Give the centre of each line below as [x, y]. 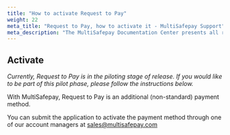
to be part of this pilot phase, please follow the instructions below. [100, 84]
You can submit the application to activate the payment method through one [114, 117]
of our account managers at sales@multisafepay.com [82, 125]
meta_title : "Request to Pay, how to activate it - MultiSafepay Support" [116, 26]
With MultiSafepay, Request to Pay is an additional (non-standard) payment [113, 97]
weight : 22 [23, 20]
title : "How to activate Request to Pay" [67, 13]
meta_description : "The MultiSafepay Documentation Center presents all [113, 32]
